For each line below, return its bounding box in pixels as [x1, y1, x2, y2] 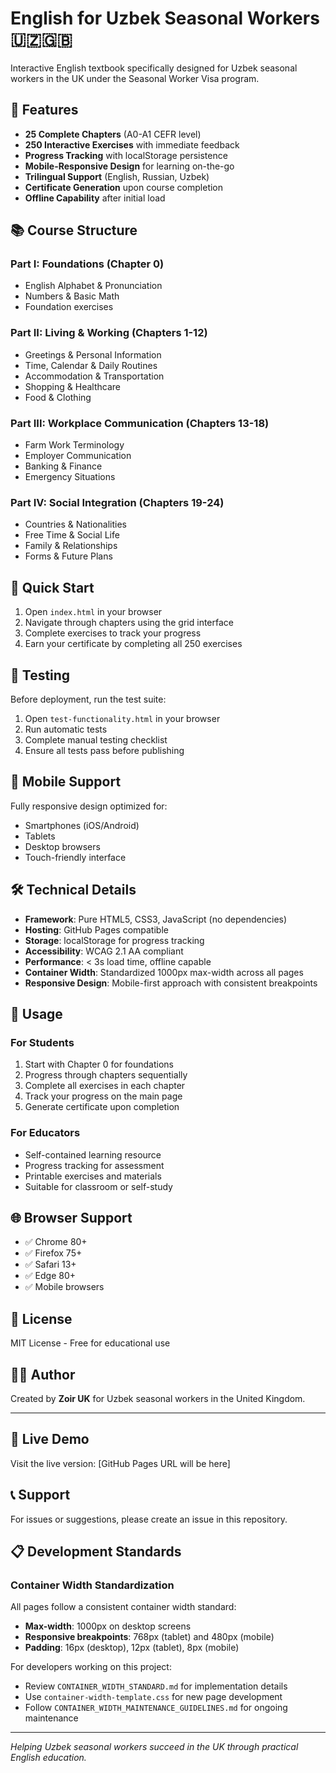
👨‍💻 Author [10, 1366, 76, 1383]
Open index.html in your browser [24, 606, 163, 618]
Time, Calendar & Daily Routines [24, 359, 158, 371]
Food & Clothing [24, 391, 92, 403]
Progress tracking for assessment [24, 1159, 165, 1171]
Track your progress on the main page [24, 1090, 183, 1102]
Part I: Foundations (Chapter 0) [10, 257, 165, 271]
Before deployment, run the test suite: [10, 693, 167, 705]
